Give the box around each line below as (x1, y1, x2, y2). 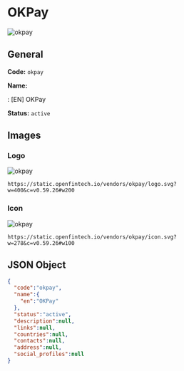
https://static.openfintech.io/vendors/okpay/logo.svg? (7, 181, 177, 188)
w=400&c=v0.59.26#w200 (7, 187, 75, 194)
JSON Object (7, 259, 66, 271)
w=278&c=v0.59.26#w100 (7, 239, 75, 246)
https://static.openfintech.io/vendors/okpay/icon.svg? (7, 233, 177, 241)
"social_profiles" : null (14, 350, 84, 358)
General (7, 48, 44, 61)
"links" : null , (14, 324, 56, 331)
